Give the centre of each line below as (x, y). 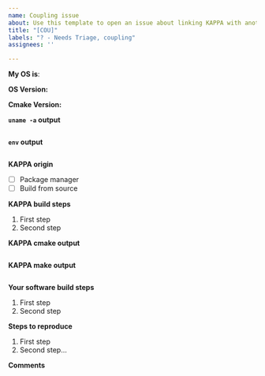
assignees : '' (32, 45)
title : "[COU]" (33, 30)
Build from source (49, 188)
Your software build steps (51, 288)
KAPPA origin (31, 164)
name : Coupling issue (44, 15)
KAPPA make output (42, 266)
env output (26, 142)
